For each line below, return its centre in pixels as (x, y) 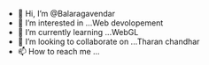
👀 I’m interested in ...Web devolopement (90, 23)
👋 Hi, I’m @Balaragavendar (66, 14)
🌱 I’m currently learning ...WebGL (78, 32)
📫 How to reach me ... (58, 51)
